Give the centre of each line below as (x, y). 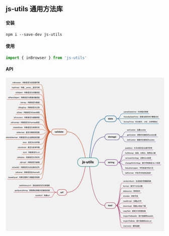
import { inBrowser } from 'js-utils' (46, 58)
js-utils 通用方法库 (34, 9)
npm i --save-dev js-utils (34, 34)
